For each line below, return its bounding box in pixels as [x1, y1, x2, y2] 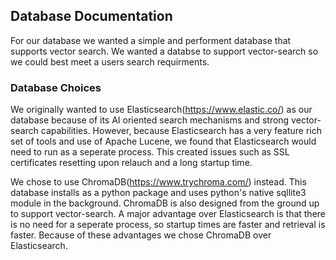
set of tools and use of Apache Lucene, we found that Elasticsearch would [10, 135, 317, 148]
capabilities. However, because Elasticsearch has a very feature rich [40, 125, 323, 137]
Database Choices [10, 80, 102, 94]
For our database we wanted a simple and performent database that [10, 34, 292, 46]
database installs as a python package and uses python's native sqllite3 [10, 187, 307, 199]
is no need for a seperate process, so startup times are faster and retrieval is [10, 219, 326, 231]
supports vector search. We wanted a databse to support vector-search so [10, 45, 319, 57]
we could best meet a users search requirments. [10, 55, 210, 68]
